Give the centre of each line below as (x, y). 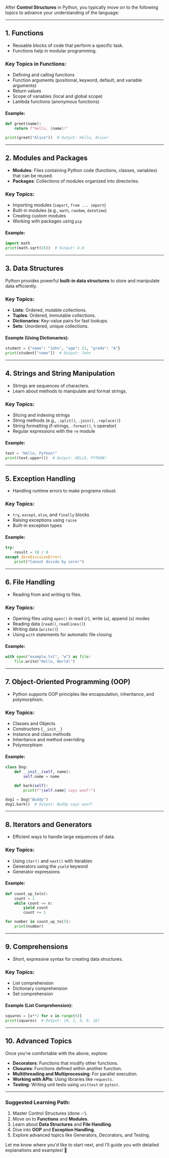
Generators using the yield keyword (50, 866)
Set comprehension (33, 994)
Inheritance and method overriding (48, 740)
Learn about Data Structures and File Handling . (62, 1124)
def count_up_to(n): (27, 894)
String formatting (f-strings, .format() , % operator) (64, 426)
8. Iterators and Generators (49, 824)
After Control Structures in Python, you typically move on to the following (82, 7)
